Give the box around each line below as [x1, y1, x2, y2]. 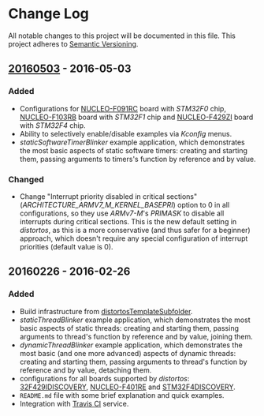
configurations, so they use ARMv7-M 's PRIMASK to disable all [19, 208, 225, 218]
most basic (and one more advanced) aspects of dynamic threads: [19, 348, 236, 358]
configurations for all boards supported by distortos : [19, 373, 190, 383]
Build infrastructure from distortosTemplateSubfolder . [19, 306, 193, 316]
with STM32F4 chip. [19, 120, 86, 130]
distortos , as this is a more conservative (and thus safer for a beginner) [19, 225, 251, 234]
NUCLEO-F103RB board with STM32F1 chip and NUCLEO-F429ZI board [19, 112, 254, 122]
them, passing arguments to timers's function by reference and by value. [19, 154, 256, 163]
